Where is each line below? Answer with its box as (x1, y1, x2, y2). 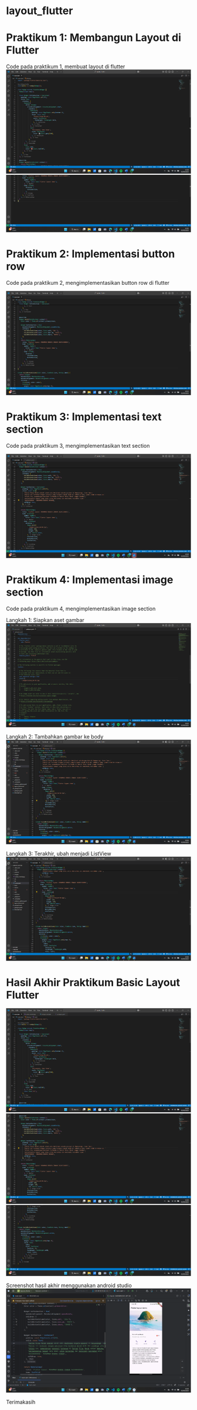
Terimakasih (6, 1399, 36, 1406)
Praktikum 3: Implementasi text (6, 410, 162, 423)
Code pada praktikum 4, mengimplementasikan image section (6, 605, 156, 612)
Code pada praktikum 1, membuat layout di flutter (6, 63, 125, 70)
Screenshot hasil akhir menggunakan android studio (6, 1282, 132, 1289)
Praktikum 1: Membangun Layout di (6, 31, 182, 45)
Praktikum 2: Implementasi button (6, 247, 175, 260)
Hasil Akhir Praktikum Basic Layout (6, 976, 181, 989)
